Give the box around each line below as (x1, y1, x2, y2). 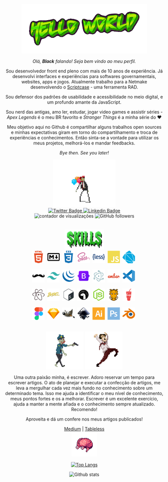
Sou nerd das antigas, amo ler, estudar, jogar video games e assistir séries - (6, 109, 163, 115)
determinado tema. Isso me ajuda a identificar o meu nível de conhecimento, (5, 390, 163, 396)
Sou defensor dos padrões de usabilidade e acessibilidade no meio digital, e (6, 94, 163, 100)
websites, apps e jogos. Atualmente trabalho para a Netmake (21, 78, 147, 85)
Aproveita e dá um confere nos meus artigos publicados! (26, 416, 143, 422)
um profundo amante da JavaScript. (47, 99, 122, 105)
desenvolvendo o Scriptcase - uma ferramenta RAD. (30, 84, 138, 90)
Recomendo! (71, 407, 98, 413)
